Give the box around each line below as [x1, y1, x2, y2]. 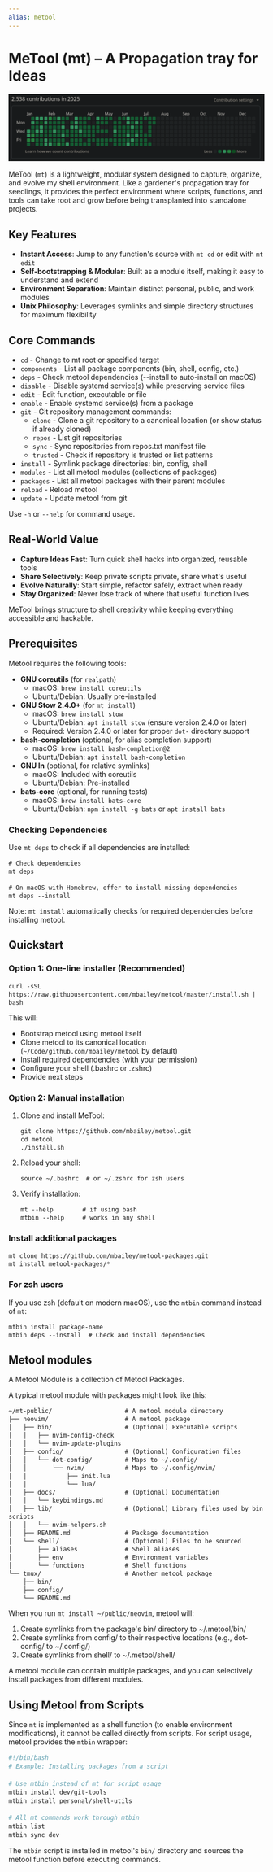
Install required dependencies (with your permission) [19, 1054, 197, 1064]
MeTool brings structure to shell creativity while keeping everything [8, 604, 234, 614]
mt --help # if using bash [19, 1205, 137, 1214]
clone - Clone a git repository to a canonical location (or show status [32, 416, 262, 425]
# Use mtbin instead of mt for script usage [8, 1779, 162, 1787]
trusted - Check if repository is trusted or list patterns [32, 450, 214, 460]
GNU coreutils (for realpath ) [19, 674, 117, 683]
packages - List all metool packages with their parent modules [19, 476, 226, 486]
